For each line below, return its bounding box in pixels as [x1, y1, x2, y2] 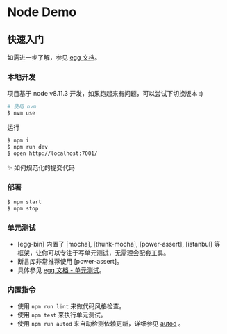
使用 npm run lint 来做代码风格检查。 [17, 302, 126, 310]
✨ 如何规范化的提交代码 [7, 163, 75, 172]
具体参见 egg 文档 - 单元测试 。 [17, 266, 106, 274]
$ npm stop [7, 205, 39, 212]
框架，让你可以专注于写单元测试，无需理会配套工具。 [17, 249, 170, 257]
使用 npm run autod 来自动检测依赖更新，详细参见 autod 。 [17, 319, 185, 328]
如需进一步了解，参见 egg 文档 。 [7, 53, 101, 61]
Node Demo [7, 4, 77, 20]
